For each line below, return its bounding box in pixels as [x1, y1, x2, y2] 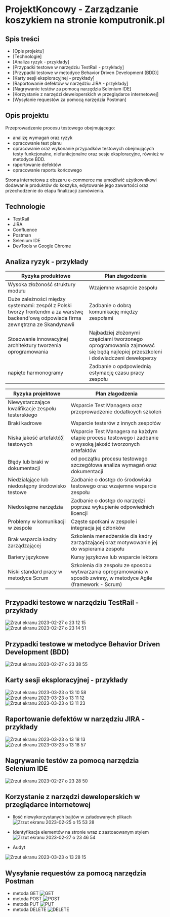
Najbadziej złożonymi [89, 329, 140, 336]
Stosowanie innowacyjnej [8, 336, 68, 343]
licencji [70, 510, 88, 517]
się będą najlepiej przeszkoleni [89, 348, 162, 355]
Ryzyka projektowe [13, 390, 61, 397]
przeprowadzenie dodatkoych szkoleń [70, 408, 162, 415]
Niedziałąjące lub [8, 476, 49, 483]
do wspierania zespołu [70, 545, 125, 552]
